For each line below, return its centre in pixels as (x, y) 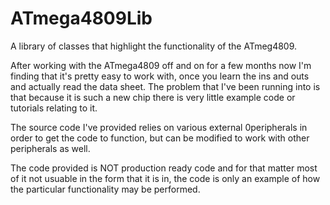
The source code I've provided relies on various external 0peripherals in (159, 127)
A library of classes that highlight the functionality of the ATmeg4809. (154, 46)
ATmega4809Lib (81, 18)
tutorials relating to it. (54, 108)
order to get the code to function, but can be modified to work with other (160, 138)
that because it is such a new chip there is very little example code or (153, 97)
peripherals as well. (50, 148)
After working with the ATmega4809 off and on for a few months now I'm (161, 65)
